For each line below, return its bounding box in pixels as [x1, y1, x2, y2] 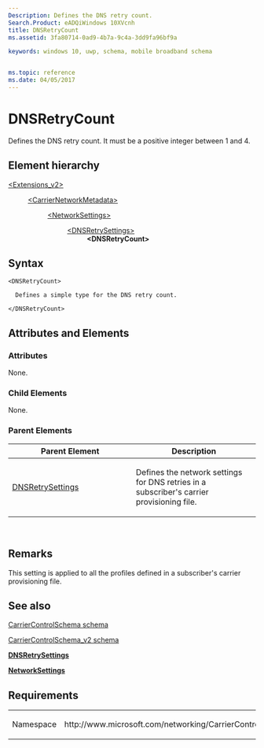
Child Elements [8, 387, 68, 398]
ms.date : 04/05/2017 [8, 76, 76, 84]
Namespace [12, 719, 57, 730]
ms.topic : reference [8, 69, 76, 77]
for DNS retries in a [136, 476, 207, 487]
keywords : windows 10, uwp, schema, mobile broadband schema [8, 48, 213, 56]
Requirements [8, 688, 79, 702]
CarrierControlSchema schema [8, 620, 108, 630]
